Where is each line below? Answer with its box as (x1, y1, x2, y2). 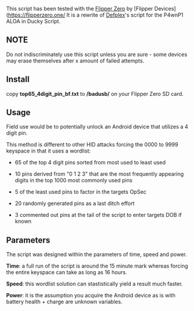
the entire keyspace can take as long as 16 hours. (6, 269, 127, 276)
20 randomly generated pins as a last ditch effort (14, 200, 135, 207)
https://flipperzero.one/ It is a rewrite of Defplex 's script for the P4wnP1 (8, 11, 183, 18)
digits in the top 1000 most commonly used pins (14, 177, 133, 184)
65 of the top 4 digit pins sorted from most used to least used (14, 159, 166, 166)
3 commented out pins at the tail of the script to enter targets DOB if (14, 212, 182, 219)
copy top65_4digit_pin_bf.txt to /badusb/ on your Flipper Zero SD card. (6, 90, 184, 97)
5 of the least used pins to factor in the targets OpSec (14, 188, 147, 195)
